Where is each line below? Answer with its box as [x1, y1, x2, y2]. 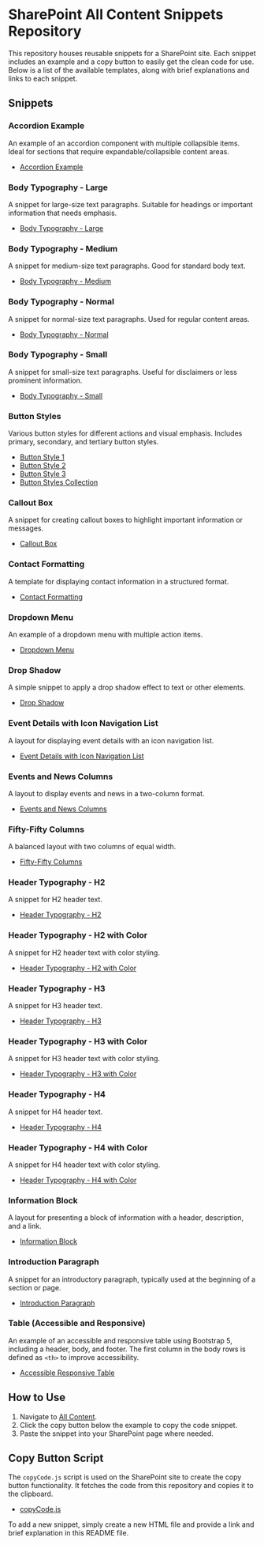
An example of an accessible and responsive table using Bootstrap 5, [8, 1335, 232, 1345]
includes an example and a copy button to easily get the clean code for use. [8, 57, 255, 66]
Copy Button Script [8, 1452, 104, 1465]
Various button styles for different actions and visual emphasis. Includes [8, 429, 243, 438]
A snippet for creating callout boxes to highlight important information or [8, 516, 243, 525]
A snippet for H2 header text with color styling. [8, 947, 160, 958]
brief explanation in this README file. [8, 1528, 129, 1538]
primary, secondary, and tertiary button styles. [8, 437, 159, 447]
